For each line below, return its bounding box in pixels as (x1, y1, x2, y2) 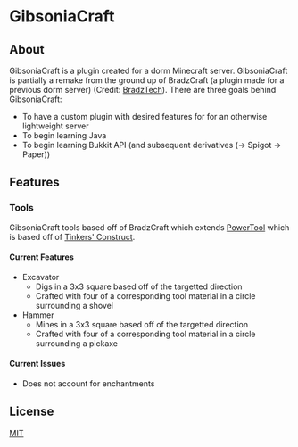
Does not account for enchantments (21, 378, 155, 389)
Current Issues (9, 359, 66, 369)
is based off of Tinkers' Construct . (9, 231, 136, 242)
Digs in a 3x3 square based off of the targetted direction (35, 281, 243, 292)
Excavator (21, 271, 60, 282)
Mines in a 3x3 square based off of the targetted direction (35, 319, 248, 329)
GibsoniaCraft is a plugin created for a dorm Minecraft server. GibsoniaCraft (9, 65, 288, 76)
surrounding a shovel (35, 300, 114, 310)
